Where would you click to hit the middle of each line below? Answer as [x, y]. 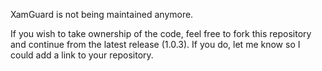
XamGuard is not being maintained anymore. [102, 14]
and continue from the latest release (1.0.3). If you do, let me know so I [155, 44]
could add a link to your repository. [82, 55]
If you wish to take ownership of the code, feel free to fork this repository [161, 33]
